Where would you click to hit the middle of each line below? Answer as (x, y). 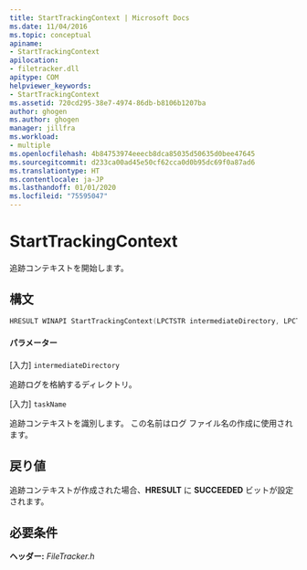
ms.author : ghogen (44, 120)
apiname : (26, 43)
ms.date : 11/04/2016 (49, 26)
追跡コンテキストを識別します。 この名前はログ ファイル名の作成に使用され (152, 423)
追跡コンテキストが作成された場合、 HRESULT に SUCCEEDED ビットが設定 (152, 490)
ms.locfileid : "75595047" (58, 196)
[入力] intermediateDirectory (65, 364)
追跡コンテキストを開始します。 (69, 268)
